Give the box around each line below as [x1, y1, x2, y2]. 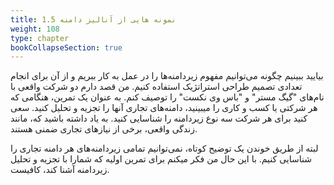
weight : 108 [10, 24, 60, 34]
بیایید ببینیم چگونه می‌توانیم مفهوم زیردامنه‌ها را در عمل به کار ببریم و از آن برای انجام [10, 70, 324, 82]
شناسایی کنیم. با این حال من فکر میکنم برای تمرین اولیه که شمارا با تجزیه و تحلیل [10, 153, 312, 165]
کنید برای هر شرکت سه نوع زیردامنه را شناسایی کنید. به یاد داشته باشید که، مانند [10, 112, 308, 125]
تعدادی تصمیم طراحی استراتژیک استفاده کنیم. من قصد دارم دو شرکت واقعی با [10, 81, 303, 93]
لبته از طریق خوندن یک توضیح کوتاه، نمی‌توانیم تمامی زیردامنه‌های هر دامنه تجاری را [10, 142, 319, 155]
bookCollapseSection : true [10, 42, 123, 53]
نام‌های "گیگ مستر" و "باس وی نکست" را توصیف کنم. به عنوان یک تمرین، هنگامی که [10, 91, 325, 103]
